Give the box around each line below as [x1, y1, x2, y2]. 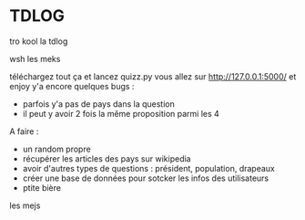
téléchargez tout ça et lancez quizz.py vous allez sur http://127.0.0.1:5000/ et [9, 70, 297, 82]
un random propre [22, 143, 91, 154]
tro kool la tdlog [9, 36, 68, 47]
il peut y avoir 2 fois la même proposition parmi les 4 [22, 108, 220, 119]
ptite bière [22, 182, 62, 193]
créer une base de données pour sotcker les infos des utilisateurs [22, 173, 269, 183]
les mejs [9, 200, 41, 211]
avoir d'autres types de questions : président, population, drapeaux [22, 162, 275, 173]
